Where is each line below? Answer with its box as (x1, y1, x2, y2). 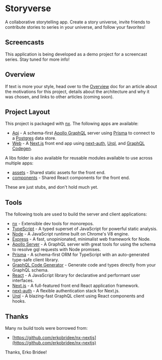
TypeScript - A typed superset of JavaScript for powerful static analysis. (12, 226, 158, 232)
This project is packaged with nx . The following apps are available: (5, 121, 139, 126)
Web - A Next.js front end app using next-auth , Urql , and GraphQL (12, 141, 145, 146)
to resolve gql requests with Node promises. (12, 247, 101, 252)
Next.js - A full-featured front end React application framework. (12, 283, 140, 288)
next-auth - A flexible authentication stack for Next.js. (12, 288, 120, 294)
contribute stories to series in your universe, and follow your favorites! (5, 24, 146, 30)
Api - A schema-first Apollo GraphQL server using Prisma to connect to (12, 130, 155, 136)
